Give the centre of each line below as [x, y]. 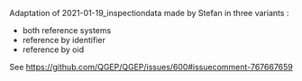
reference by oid [53, 49]
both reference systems [67, 30]
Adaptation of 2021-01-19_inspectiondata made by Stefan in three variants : [149, 13]
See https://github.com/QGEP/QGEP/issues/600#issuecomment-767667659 [151, 67]
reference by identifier [64, 40]
